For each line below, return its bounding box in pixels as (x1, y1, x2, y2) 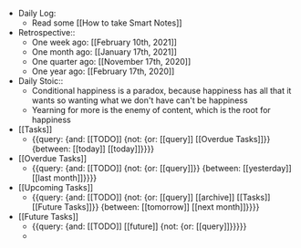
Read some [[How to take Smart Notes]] (31, 17, 182, 28)
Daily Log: (17, 8, 57, 18)
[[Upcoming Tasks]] (17, 182, 94, 192)
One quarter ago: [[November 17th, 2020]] (31, 57, 192, 67)
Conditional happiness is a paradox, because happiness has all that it (31, 86, 292, 96)
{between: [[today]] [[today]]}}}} (31, 143, 155, 154)
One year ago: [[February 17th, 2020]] (31, 66, 175, 77)
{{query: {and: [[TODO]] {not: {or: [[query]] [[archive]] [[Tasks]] (31, 191, 271, 202)
